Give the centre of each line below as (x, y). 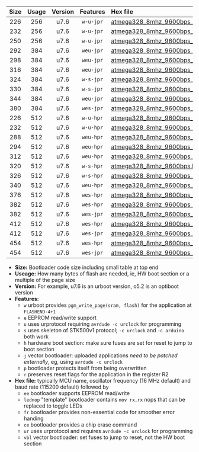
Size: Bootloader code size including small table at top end (86, 267)
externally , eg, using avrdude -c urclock (73, 362)
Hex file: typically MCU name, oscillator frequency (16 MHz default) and (103, 381)
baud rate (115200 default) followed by (62, 387)
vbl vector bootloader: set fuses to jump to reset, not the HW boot (104, 437)
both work (36, 336)
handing (33, 418)
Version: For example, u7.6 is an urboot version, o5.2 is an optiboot (97, 286)
